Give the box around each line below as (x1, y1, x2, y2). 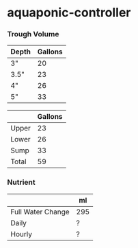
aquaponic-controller (7, 5, 131, 21)
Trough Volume (7, 30, 59, 39)
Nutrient (7, 177, 36, 187)
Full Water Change (10, 207, 70, 216)
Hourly (10, 229, 33, 238)
